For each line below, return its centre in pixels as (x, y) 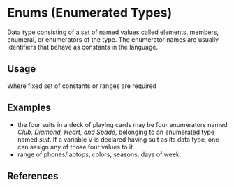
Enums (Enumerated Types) (90, 13)
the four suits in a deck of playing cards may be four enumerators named (122, 124)
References (33, 176)
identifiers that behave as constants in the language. (83, 47)
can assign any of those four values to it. (76, 147)
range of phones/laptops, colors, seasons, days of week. (99, 154)
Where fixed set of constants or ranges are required (82, 86)
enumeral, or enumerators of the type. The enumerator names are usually (113, 39)
